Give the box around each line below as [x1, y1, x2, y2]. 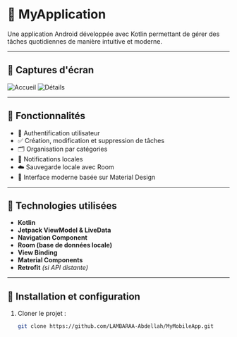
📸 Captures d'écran [7, 64, 95, 76]
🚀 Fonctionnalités [7, 110, 86, 122]
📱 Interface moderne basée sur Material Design [17, 173, 156, 181]
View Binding [17, 248, 58, 257]
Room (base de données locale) [17, 241, 113, 250]
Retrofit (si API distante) [17, 264, 89, 272]
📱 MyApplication [7, 6, 107, 23]
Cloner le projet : [17, 310, 67, 318]
